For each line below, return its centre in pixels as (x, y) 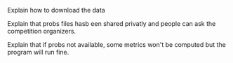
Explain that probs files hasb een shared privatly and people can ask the (112, 23)
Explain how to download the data (56, 10)
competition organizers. (41, 31)
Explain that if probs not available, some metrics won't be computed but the (116, 44)
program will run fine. (38, 52)
